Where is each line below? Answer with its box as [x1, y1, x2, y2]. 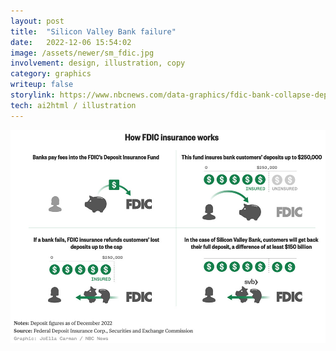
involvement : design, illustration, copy [10, 58, 186, 69]
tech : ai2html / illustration [10, 100, 137, 110]
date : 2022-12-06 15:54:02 [10, 37, 132, 47]
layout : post [10, 16, 65, 26]
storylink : [10, 90, 56, 100]
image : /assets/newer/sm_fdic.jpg [10, 48, 155, 58]
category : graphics [10, 69, 92, 79]
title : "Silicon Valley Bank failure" [10, 26, 177, 37]
